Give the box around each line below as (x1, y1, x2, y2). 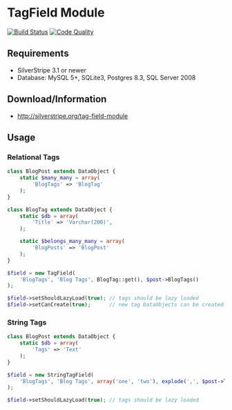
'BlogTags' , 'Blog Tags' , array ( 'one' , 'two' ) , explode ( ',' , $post (19, 378, 218, 384)
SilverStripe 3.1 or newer (17, 66, 86, 74)
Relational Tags (7, 152, 60, 162)
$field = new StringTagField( (7, 371, 95, 378)
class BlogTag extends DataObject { (7, 206, 113, 213)
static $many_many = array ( (19, 175, 100, 182)
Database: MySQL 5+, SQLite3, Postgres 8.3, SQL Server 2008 (17, 73, 196, 81)
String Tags (7, 318, 47, 327)
